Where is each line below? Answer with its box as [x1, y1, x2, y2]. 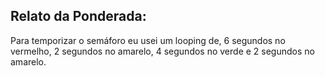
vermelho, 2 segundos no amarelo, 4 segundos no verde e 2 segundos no [10, 45, 315, 57]
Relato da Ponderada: [10, 8, 147, 25]
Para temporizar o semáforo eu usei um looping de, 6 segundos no [10, 34, 286, 46]
